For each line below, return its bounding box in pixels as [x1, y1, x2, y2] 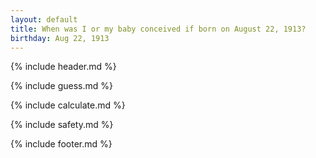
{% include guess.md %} [10, 80, 113, 92]
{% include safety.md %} [10, 119, 114, 131]
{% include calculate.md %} [10, 99, 126, 111]
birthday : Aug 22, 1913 [10, 33, 110, 43]
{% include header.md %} [10, 61, 117, 73]
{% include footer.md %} [10, 138, 113, 150]
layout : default [10, 14, 78, 25]
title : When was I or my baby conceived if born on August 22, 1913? [10, 24, 307, 34]
